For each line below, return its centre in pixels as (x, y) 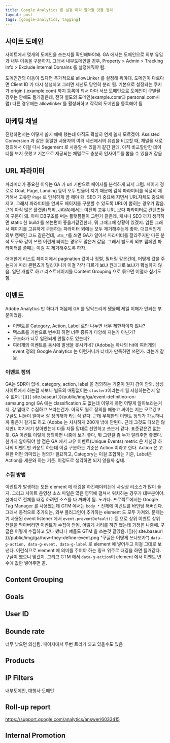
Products (20, 660)
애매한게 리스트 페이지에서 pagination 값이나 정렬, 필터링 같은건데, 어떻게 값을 (82, 259)
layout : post (19, 15)
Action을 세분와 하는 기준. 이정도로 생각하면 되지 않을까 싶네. (65, 460)
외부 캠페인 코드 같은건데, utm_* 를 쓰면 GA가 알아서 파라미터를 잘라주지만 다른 (82, 235)
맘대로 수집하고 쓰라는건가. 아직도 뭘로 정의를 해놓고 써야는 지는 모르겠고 (89, 409)
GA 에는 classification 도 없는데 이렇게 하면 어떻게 (86, 403)
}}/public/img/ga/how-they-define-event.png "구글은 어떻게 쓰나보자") (77, 538)
